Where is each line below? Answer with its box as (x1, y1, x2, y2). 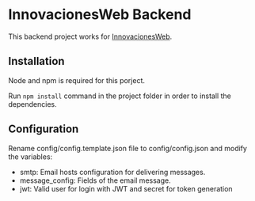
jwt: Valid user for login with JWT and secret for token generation (19, 184, 233, 193)
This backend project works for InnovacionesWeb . (8, 32, 173, 41)
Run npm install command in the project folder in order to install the (8, 91, 231, 100)
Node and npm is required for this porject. (8, 75, 145, 85)
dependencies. (8, 99, 57, 108)
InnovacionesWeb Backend (8, 6, 192, 24)
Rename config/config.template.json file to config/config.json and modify (8, 143, 248, 153)
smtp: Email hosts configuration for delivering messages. (19, 167, 206, 176)
